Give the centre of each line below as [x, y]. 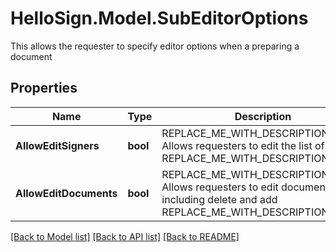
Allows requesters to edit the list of [243, 145]
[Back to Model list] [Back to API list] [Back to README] [125, 236]
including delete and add [219, 199]
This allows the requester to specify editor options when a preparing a [155, 46]
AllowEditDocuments [66, 193]
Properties [44, 88]
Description [263, 116]
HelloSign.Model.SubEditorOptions [159, 18]
